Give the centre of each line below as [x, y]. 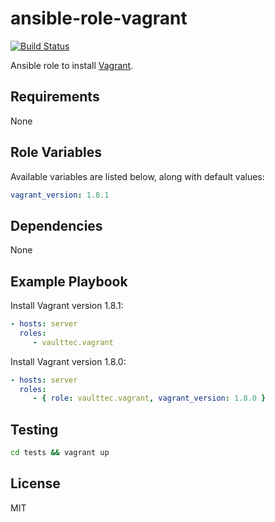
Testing [34, 429]
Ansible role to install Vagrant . [72, 65]
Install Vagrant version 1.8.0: [68, 361]
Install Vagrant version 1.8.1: [67, 306]
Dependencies [56, 225]
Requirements [55, 97]
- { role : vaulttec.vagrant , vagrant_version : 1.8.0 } [149, 398]
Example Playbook [69, 281]
